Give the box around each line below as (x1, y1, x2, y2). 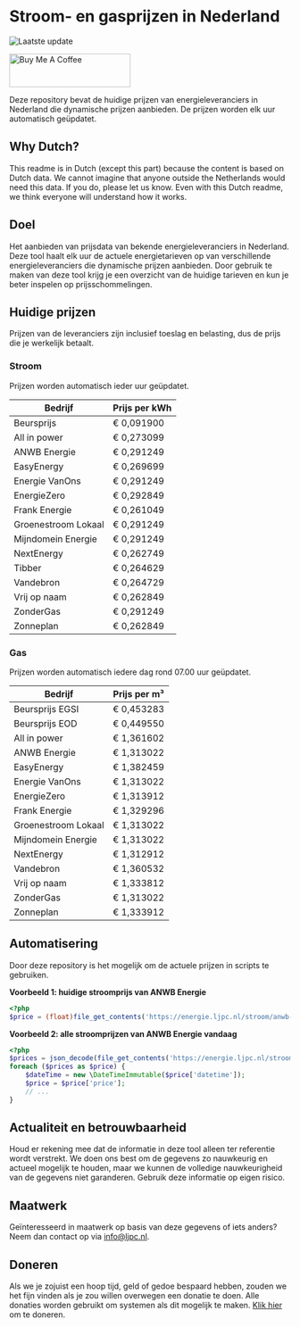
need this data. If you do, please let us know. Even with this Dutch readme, (9, 181, 284, 193)
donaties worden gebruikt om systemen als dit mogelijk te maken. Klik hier (9, 1300, 283, 1311)
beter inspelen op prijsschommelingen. (9, 278, 154, 289)
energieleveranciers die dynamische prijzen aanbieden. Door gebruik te (9, 260, 272, 270)
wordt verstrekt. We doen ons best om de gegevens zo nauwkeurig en (9, 1153, 268, 1164)
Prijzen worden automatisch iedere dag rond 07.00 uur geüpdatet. (9, 667, 252, 677)
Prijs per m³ (112, 687, 165, 700)
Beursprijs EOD (13, 717, 78, 729)
